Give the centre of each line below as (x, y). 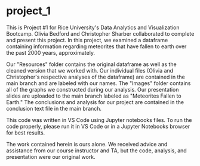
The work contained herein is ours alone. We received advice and (87, 144)
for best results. (26, 133)
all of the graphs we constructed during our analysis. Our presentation (93, 89)
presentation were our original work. (51, 156)
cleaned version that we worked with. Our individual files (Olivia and (90, 70)
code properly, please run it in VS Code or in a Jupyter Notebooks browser (98, 126)
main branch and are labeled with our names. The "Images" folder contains (99, 83)
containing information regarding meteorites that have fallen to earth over (96, 46)
